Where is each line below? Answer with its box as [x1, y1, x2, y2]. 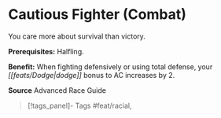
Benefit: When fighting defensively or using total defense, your [8, 61, 213, 72]
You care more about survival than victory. [8, 31, 145, 41]
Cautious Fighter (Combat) [8, 6, 186, 24]
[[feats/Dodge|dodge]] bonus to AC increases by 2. [8, 70, 175, 79]
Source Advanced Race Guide [8, 85, 106, 95]
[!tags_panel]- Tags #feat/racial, [27, 101, 132, 110]
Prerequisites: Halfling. [8, 46, 84, 56]
